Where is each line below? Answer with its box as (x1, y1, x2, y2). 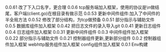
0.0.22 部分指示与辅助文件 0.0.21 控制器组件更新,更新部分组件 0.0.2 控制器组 (5, 35, 162, 41)
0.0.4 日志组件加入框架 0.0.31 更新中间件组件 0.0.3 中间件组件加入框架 (5, 29, 149, 35)
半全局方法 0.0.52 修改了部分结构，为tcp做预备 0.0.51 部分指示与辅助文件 (5, 17, 155, 22)
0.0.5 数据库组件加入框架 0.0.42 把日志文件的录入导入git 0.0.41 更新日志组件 (5, 23, 161, 29)
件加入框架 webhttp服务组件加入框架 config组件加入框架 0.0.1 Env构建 (5, 42, 148, 47)
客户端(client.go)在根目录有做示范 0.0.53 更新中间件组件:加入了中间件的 (13, 10, 161, 16)
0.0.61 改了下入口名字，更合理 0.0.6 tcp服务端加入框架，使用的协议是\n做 (5, 4, 155, 10)
